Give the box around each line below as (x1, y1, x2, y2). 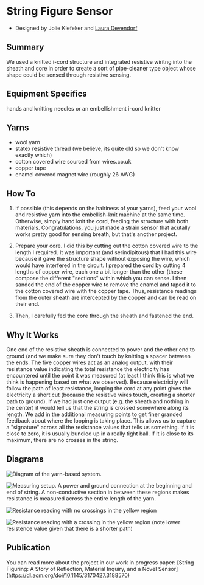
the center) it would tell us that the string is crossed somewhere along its (6, 404, 189, 411)
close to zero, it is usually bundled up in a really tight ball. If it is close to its (6, 430, 194, 437)
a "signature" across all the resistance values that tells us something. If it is (6, 424, 195, 431)
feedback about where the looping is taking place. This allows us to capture (6, 417, 197, 424)
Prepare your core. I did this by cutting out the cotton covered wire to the (15, 242, 199, 250)
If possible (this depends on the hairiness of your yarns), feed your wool (15, 205, 197, 212)
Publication (6, 542, 51, 553)
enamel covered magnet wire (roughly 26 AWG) (15, 171, 135, 178)
